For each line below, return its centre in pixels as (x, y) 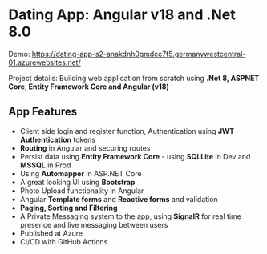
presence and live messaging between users (94, 224)
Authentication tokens (58, 139)
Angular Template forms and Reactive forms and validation (119, 199)
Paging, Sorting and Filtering (69, 208)
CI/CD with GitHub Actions (64, 241)
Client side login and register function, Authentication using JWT (127, 131)
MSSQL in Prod (45, 165)
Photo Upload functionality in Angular (82, 191)
